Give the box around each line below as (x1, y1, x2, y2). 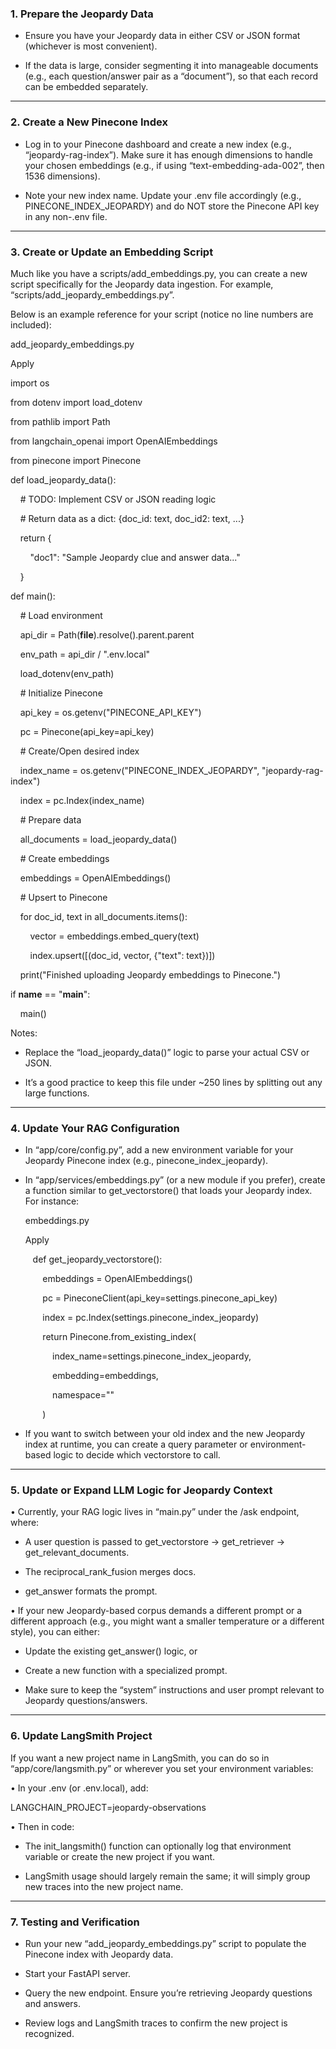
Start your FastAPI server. (24, 1968, 132, 1980)
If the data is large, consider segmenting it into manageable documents (24, 60, 319, 72)
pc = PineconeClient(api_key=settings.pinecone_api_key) (42, 1292, 278, 1304)
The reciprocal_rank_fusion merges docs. (24, 1566, 197, 1578)
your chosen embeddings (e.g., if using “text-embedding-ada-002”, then (24, 159, 325, 171)
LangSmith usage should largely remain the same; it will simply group (24, 1870, 311, 1882)
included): (10, 318, 52, 331)
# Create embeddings (19, 852, 110, 864)
